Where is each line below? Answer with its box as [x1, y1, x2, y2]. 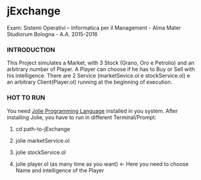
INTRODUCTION [7, 45, 55, 54]
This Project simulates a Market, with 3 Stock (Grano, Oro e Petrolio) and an [7, 59, 194, 67]
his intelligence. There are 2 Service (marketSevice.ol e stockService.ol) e [7, 72, 190, 79]
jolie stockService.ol [15, 149, 66, 156]
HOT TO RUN [7, 93, 46, 102]
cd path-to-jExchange [15, 125, 70, 132]
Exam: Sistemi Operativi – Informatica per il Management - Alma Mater [7, 24, 181, 31]
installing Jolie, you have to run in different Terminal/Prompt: [7, 113, 156, 121]
